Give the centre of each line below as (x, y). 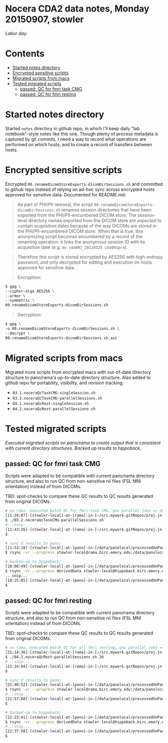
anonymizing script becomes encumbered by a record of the (80, 236)
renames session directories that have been (106, 209)
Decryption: (29, 315)
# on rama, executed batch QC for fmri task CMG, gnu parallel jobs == (81, 511)
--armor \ (15, 296)
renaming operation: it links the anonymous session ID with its (81, 242)
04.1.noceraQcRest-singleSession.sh (50, 403)
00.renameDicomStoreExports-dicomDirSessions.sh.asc (61, 338)
